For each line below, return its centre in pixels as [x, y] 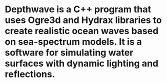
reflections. [30, 74]
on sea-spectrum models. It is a [73, 42]
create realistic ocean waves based [82, 31]
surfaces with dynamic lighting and [82, 63]
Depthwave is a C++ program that [78, 9]
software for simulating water [69, 53]
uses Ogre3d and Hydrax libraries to [83, 20]
